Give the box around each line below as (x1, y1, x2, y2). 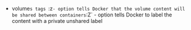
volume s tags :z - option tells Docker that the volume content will (11, 5, 185, 12)
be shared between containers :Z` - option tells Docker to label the (11, 11, 173, 18)
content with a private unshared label (11, 18, 103, 24)
